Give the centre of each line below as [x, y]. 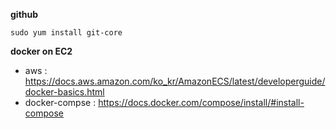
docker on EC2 [41, 51]
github [24, 14]
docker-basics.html [64, 92]
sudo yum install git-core [66, 33]
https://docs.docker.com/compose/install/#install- [201, 102]
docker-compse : [60, 102]
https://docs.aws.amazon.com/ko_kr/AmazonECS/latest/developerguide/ [175, 81]
